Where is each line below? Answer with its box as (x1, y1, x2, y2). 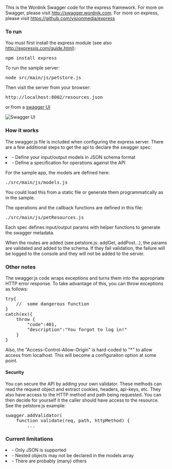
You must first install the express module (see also (5, 40, 112, 46)
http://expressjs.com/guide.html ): (5, 45, 76, 51)
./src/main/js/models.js (5, 179, 68, 185)
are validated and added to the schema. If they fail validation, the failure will (5, 245, 165, 251)
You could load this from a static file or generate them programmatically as (5, 189, 163, 195)
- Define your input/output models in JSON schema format (12, 154, 136, 160)
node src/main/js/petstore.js (5, 75, 82, 81)
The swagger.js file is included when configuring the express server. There (5, 138, 164, 145)
